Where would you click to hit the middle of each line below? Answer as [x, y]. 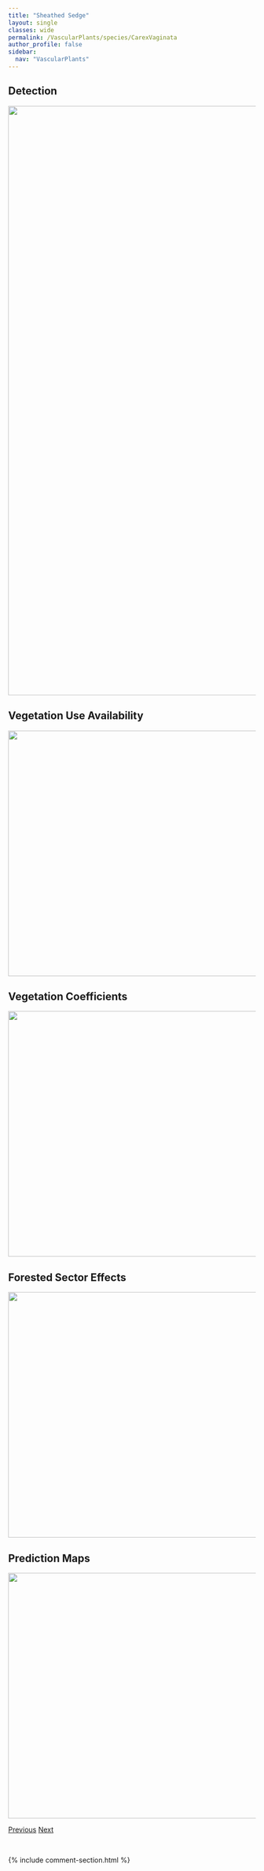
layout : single [33, 23]
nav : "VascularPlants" [52, 60]
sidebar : [22, 52]
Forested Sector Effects [67, 1277]
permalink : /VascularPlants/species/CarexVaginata [93, 37]
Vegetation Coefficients [68, 996]
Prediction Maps [49, 1558]
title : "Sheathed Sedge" [49, 15]
